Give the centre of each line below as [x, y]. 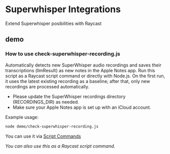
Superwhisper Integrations [63, 9]
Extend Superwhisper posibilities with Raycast [54, 23]
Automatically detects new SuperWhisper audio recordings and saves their [83, 65]
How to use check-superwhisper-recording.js [63, 54]
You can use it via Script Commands [43, 136]
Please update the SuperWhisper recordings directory [69, 96]
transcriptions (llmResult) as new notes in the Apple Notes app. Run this [80, 70]
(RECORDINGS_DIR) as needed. [46, 102]
